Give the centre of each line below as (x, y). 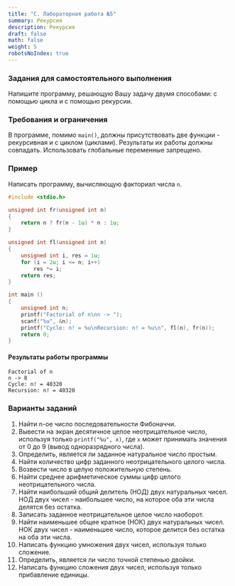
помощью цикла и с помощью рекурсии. (70, 101)
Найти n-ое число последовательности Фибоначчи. (97, 424)
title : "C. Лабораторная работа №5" (62, 14)
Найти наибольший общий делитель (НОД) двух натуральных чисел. (123, 492)
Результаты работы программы (58, 357)
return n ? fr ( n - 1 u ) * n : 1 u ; (70, 223)
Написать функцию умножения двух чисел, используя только (112, 544)
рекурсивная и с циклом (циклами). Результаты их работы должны (110, 143)
